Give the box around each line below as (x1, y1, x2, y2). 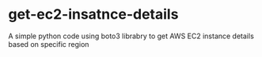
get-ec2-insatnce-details (8, 5, 179, 23)
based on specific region (8, 39, 89, 48)
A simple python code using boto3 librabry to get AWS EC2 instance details (8, 31, 255, 41)
